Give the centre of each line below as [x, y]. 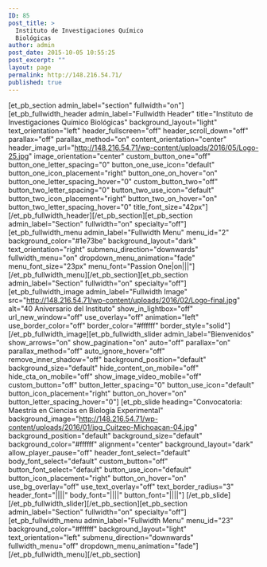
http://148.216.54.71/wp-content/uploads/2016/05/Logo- [166, 148]
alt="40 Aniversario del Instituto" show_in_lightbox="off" [101, 309]
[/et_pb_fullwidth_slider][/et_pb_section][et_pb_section [98, 503]
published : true [35, 82]
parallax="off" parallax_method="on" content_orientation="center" [118, 139]
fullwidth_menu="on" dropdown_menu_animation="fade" [102, 258]
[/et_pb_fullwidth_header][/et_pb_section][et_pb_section [101, 215]
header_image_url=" [41, 148]
